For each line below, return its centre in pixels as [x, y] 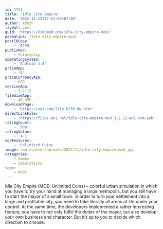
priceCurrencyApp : [24, 77]
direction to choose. [25, 222]
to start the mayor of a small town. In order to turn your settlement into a [77, 196]
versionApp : [17, 86]
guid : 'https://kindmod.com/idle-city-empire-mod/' [58, 32]
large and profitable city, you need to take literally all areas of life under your [81, 202]
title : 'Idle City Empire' [32, 14]
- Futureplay [27, 55]
